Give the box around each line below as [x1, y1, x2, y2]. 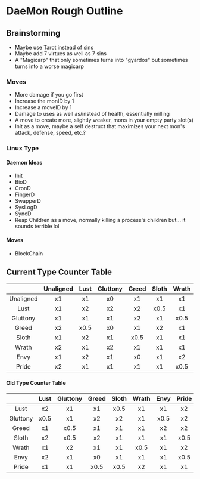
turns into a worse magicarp [14, 63, 85, 70]
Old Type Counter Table [6, 379, 67, 387]
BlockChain [14, 249, 43, 257]
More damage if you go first [14, 91, 83, 98]
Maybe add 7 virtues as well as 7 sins [14, 50, 107, 57]
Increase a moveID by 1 [14, 104, 73, 111]
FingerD [14, 191, 35, 198]
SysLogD [14, 204, 37, 211]
